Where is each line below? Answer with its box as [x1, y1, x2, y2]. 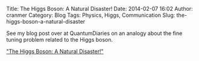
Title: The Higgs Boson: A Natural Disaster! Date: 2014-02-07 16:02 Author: [6, 5, 193, 12]
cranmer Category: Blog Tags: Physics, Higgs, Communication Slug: [6, 11, 175, 19]
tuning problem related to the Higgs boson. [6, 36, 113, 43]
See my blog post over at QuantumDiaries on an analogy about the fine [6, 30, 183, 37]
